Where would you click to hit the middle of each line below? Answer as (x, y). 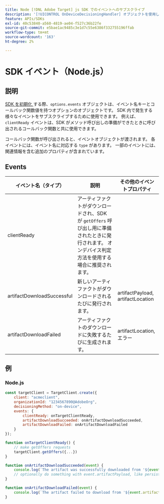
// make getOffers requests (42, 447)
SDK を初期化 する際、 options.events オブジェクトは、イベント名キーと (78, 104)
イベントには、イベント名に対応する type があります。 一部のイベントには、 (82, 145)
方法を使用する (94, 257)
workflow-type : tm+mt (27, 32)
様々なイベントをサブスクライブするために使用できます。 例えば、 (72, 116)
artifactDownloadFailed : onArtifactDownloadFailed (75, 425)
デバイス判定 (97, 250)
